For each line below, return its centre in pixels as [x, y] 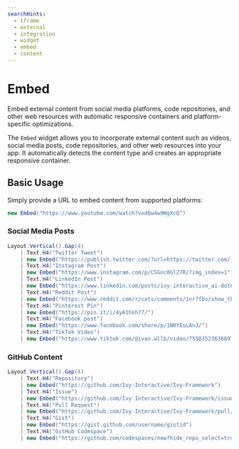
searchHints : [27, 14]
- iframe [27, 21]
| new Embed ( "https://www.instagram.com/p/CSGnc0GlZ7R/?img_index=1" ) [127, 273]
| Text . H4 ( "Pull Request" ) [60, 405]
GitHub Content [35, 357]
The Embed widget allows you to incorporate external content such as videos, [119, 138]
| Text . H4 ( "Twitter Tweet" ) [62, 253]
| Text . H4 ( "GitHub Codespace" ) [67, 432]
